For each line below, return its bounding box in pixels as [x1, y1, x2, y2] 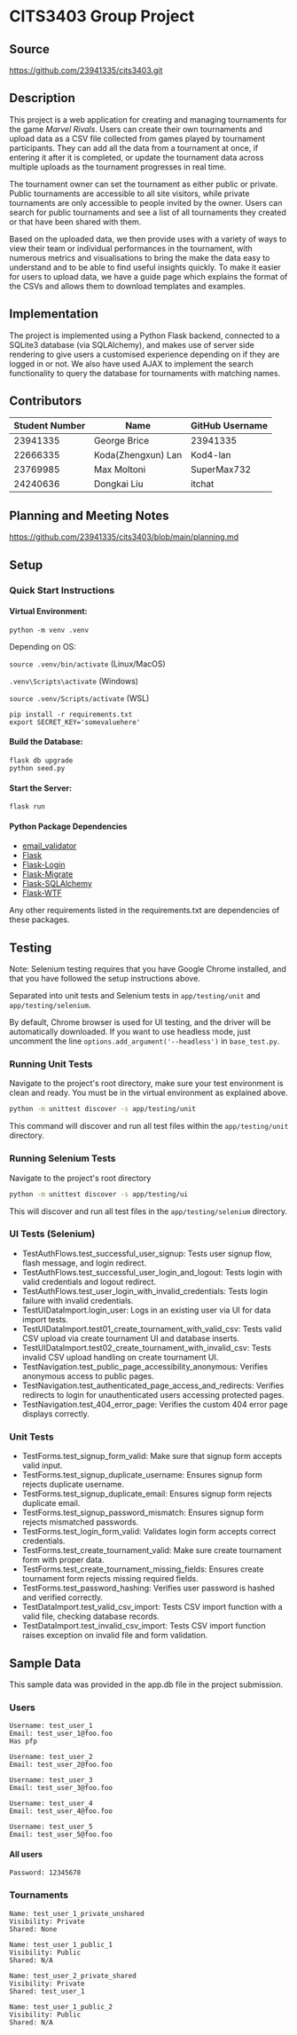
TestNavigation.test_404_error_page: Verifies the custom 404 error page [21, 1399, 288, 1409]
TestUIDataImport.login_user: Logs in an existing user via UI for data [21, 1305, 271, 1315]
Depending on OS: [9, 641, 77, 651]
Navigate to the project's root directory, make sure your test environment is [9, 1078, 284, 1089]
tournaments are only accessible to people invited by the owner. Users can [9, 197, 283, 208]
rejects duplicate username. [21, 1479, 124, 1490]
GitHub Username [190, 420, 269, 432]
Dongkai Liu [93, 477, 144, 490]
